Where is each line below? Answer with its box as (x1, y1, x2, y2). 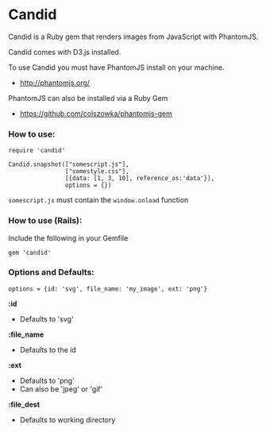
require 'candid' (8, 147, 66, 155)
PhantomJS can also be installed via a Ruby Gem (8, 93, 168, 102)
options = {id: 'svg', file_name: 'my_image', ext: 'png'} (8, 284, 208, 293)
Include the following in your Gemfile (8, 233, 129, 243)
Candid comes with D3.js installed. (8, 47, 121, 56)
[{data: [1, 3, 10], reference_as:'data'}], (64, 175, 215, 183)
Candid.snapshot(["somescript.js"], (8, 160, 129, 168)
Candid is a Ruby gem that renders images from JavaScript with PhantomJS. (8, 32, 259, 41)
